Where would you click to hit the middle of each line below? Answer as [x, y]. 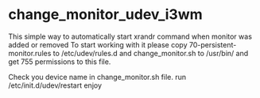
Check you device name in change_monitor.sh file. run [97, 77]
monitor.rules [30, 53]
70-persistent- [213, 44]
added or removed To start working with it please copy [98, 44]
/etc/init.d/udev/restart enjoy [55, 85]
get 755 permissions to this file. [60, 62]
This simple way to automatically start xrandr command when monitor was [130, 36]
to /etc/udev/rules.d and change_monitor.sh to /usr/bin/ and [151, 53]
